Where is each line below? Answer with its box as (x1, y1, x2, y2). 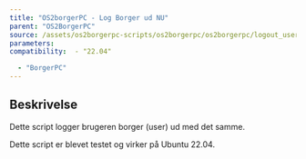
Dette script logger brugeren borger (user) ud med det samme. (9, 121, 246, 132)
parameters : (9, 38, 55, 48)
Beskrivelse (9, 97, 78, 113)
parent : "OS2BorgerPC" (9, 22, 96, 31)
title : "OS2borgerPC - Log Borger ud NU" (9, 13, 169, 23)
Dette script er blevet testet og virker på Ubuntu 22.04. (9, 138, 216, 150)
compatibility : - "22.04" (9, 47, 112, 56)
